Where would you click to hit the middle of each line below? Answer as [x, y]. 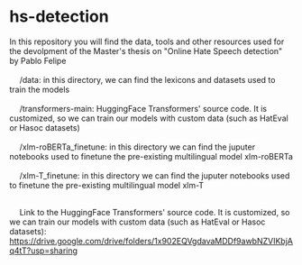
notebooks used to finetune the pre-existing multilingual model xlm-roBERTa [151, 156]
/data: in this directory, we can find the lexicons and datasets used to [147, 79]
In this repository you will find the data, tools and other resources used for [147, 41]
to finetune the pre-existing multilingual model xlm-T [107, 185]
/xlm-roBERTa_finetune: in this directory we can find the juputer [137, 147]
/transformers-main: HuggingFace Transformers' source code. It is [143, 108]
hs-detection [59, 17]
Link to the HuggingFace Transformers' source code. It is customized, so [155, 212]
